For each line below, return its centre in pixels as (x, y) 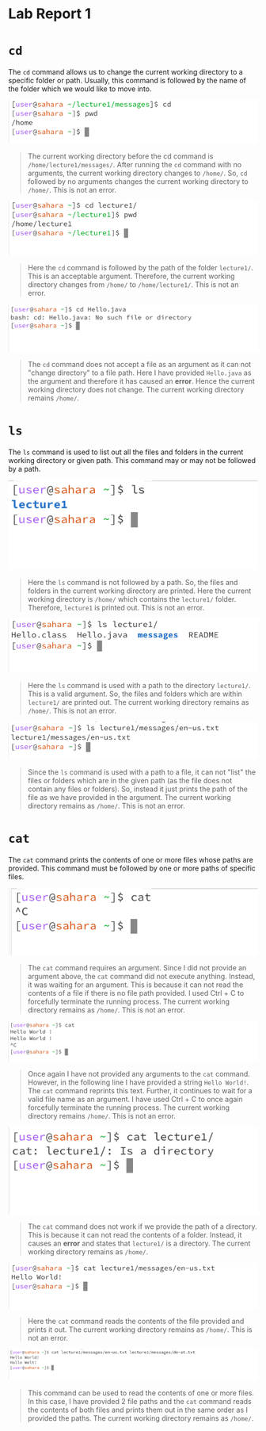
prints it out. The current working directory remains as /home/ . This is (140, 1330)
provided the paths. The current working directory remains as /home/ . (141, 1418)
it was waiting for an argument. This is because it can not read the (135, 985)
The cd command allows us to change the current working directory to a (125, 72)
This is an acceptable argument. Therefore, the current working (131, 276)
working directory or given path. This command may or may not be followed (132, 460)
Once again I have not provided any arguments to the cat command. (139, 1074)
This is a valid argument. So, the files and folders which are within (135, 694)
